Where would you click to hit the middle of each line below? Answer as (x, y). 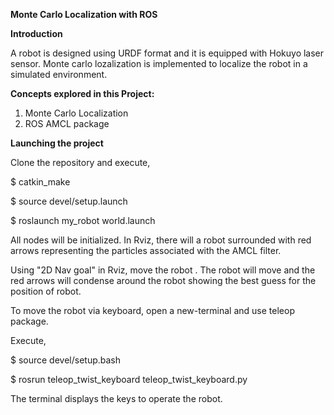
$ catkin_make (40, 182)
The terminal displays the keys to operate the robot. (116, 398)
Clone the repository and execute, (80, 162)
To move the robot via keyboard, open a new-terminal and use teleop (152, 310)
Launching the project (57, 143)
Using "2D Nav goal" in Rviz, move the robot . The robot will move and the (163, 270)
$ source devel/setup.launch (69, 201)
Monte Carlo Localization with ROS (84, 14)
